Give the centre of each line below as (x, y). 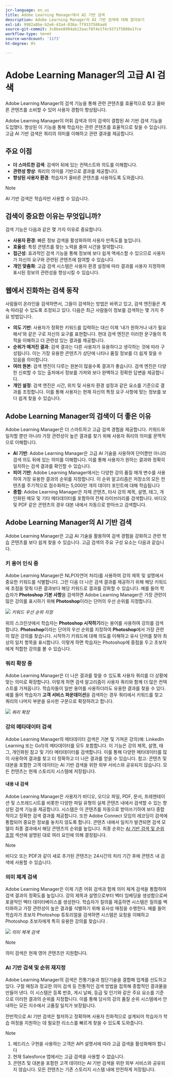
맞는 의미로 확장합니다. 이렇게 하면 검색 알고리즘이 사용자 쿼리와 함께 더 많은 (82, 682)
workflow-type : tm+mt (29, 34)
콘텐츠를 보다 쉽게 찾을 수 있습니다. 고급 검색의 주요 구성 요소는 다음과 (81, 542)
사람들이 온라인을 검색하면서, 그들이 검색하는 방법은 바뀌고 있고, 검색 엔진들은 (83, 304)
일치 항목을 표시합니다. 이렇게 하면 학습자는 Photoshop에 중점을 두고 (84, 642)
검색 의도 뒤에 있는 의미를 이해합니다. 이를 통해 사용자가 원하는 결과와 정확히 (89, 460)
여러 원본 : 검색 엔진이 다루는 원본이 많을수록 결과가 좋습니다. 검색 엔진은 (85, 366)
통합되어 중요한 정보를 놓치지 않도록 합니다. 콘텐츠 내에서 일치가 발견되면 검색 (83, 822)
